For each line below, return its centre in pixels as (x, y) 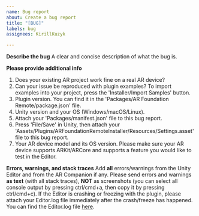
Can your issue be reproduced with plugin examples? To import (93, 86)
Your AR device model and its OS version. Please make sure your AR (99, 144)
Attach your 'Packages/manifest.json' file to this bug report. (89, 119)
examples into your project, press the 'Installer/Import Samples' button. (102, 93)
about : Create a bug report (41, 17)
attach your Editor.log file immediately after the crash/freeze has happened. (99, 200)
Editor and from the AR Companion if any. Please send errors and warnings (99, 174)
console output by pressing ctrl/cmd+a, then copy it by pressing (85, 188)
